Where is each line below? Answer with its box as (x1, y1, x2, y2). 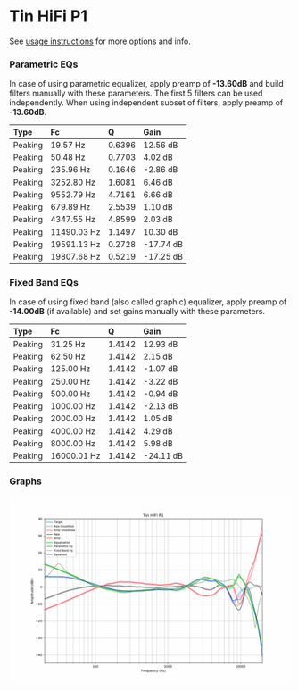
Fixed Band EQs (9, 276, 79, 288)
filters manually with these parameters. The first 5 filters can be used (9, 87, 263, 99)
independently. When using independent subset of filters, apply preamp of (9, 97, 284, 108)
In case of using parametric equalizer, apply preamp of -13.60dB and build (9, 79, 284, 89)
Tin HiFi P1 (9, 6, 87, 27)
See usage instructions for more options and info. (9, 36, 192, 46)
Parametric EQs (9, 58, 79, 71)
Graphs (9, 475, 42, 487)
